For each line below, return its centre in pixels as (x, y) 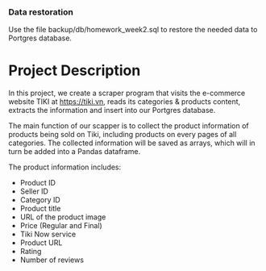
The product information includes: (65, 167)
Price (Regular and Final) (61, 226)
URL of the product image (63, 217)
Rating (31, 252)
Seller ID (34, 191)
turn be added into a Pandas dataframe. (75, 152)
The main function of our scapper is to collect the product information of (129, 126)
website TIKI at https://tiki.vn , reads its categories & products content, (125, 102)
